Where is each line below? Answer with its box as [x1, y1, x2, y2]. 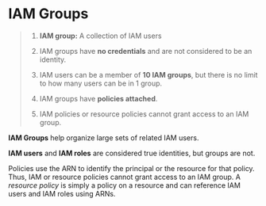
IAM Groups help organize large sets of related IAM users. [8, 132, 199, 143]
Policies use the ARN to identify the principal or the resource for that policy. [8, 163, 256, 173]
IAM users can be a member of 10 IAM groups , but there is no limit [39, 70, 258, 79]
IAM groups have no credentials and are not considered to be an [39, 46, 253, 55]
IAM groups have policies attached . [39, 93, 158, 103]
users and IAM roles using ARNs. [8, 189, 116, 198]
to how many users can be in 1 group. [39, 78, 163, 88]
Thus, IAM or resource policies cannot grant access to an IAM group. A [8, 172, 241, 181]
